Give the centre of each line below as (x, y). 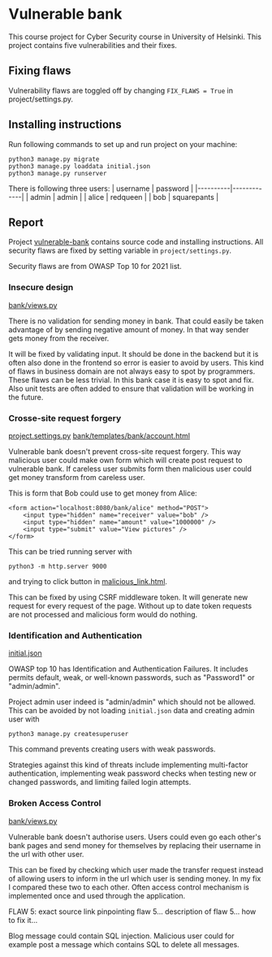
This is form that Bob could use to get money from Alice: (103, 493)
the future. (26, 397)
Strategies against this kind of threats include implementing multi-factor (129, 765)
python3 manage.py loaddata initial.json (80, 166)
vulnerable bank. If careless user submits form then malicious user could (130, 469)
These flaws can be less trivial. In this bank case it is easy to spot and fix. (131, 379)
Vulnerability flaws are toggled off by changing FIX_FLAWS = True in (121, 90)
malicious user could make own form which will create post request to (125, 460)
